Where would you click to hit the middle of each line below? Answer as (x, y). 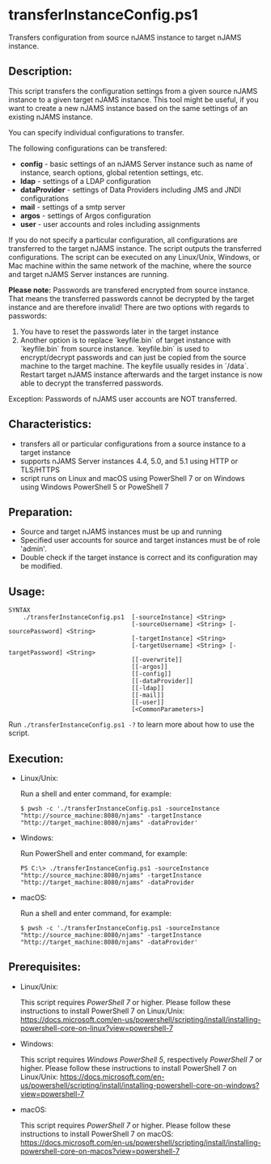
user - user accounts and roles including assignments (110, 224)
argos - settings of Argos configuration (85, 215)
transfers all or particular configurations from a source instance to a (133, 444)
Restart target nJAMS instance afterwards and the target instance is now (141, 374)
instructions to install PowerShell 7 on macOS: (97, 1134)
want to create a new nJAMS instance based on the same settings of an (128, 108)
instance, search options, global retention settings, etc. (112, 173)
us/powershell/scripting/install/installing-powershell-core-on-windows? (140, 1085)
